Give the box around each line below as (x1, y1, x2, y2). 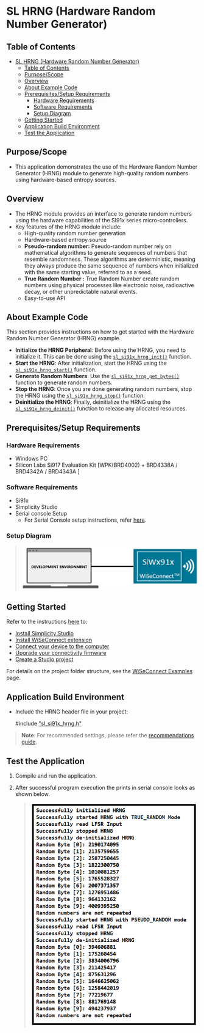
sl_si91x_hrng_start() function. (15, 366, 97, 373)
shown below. (15, 790, 50, 798)
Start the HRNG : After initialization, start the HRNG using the (15, 359, 167, 367)
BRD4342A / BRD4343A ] (15, 468, 80, 475)
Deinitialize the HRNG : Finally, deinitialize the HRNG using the (15, 398, 171, 406)
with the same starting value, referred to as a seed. (24, 268, 152, 276)
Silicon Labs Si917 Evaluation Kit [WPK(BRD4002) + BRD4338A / (15, 461, 178, 469)
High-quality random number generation (24, 229, 126, 236)
